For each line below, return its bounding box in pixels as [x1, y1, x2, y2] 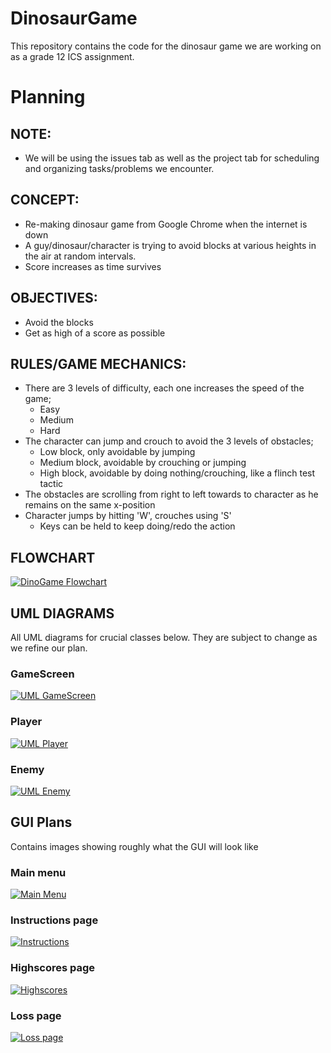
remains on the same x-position [24, 499, 156, 511]
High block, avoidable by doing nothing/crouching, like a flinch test [39, 467, 316, 479]
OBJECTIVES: [10, 290, 98, 307]
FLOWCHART [10, 549, 96, 566]
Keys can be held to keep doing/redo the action [39, 520, 236, 532]
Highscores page [10, 961, 96, 975]
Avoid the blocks [24, 316, 94, 328]
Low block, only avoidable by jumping [39, 446, 196, 458]
